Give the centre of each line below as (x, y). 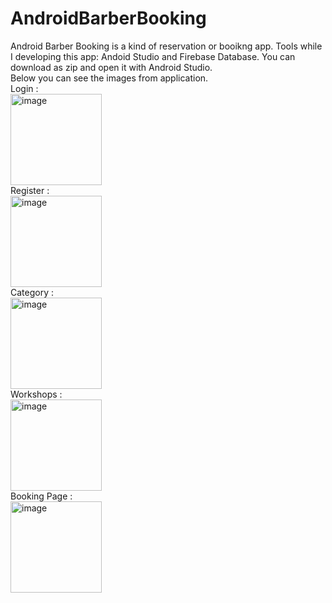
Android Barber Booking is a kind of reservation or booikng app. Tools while (166, 46)
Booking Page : (41, 496)
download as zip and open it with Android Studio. (111, 67)
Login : (24, 88)
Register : (30, 190)
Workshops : (36, 394)
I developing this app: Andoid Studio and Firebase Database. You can (153, 56)
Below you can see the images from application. (109, 78)
